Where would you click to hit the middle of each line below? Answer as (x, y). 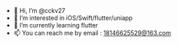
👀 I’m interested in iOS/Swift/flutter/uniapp (73, 18)
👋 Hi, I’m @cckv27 (39, 11)
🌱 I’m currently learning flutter (56, 25)
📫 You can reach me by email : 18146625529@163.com (92, 33)
